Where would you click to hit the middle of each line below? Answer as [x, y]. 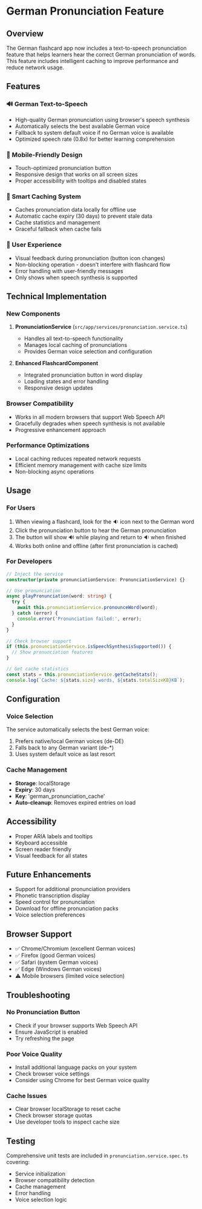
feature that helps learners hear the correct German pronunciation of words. [101, 55]
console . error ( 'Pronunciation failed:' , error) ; [80, 619]
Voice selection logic [41, 1200]
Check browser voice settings [52, 1074]
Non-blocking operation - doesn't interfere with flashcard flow [93, 264]
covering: [18, 1162]
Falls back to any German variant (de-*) [64, 748]
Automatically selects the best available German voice [82, 126]
